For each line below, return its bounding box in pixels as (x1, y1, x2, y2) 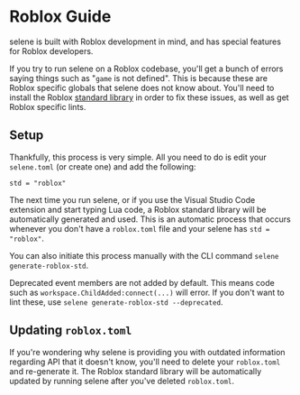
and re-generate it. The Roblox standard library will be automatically (9, 365, 262, 376)
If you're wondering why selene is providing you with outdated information (9, 346, 286, 357)
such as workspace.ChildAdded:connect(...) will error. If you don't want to (9, 287, 286, 298)
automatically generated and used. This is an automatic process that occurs (9, 214, 291, 225)
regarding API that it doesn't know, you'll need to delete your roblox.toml (9, 356, 281, 367)
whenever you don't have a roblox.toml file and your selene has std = (9, 223, 270, 234)
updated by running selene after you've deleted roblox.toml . (9, 375, 234, 386)
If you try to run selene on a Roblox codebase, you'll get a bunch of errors (9, 63, 284, 74)
